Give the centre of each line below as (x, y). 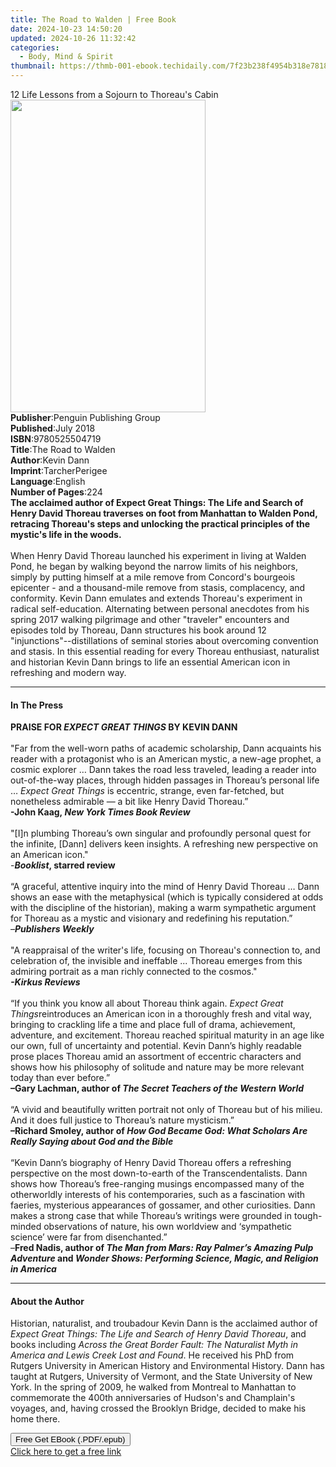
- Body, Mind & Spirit (66, 57)
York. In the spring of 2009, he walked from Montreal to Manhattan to (153, 1387)
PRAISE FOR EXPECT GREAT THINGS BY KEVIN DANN (124, 727)
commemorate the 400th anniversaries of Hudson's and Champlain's (153, 1398)
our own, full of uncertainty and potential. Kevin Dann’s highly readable (156, 1046)
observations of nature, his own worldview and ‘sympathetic (168, 1227)
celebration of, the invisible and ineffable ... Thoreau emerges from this (156, 961)
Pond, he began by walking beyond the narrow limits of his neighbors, (154, 566)
